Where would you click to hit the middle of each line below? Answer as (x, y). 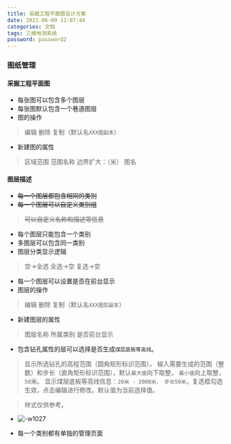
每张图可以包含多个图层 (51, 100)
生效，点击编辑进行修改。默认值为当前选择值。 (91, 390)
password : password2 (37, 40)
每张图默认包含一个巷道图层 (57, 109)
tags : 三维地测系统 (32, 33)
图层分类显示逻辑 (42, 252)
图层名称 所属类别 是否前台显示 (69, 335)
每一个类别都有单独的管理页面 (60, 434)
